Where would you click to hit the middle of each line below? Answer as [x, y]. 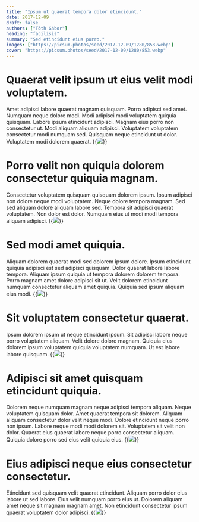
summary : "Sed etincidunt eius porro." [56, 39]
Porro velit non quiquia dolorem [85, 165]
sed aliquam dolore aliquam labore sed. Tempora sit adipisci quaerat [90, 207]
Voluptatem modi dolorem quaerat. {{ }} [57, 141]
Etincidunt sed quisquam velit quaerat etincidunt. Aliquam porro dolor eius [97, 493]
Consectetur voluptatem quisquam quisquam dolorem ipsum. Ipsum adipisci [99, 195]
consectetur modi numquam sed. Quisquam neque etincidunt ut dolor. [92, 134]
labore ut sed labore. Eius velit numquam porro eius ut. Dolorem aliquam [94, 499]
